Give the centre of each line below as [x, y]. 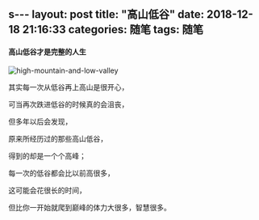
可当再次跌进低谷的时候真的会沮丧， [69, 104]
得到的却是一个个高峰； [47, 155]
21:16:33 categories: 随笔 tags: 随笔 [113, 30]
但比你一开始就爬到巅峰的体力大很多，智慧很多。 [90, 207]
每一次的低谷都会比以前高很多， [61, 173]
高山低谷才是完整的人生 [47, 52]
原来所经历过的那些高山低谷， [58, 138]
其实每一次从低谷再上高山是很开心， [69, 87]
